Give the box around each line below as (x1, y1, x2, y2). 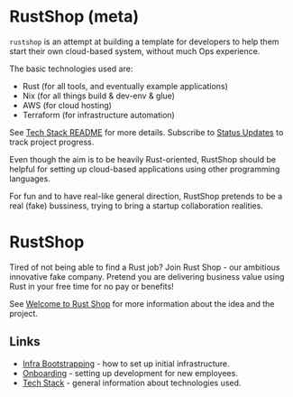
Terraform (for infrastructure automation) (22, 109, 176, 120)
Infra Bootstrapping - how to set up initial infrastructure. (22, 358, 230, 369)
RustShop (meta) (9, 6, 140, 27)
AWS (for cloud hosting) (22, 99, 113, 110)
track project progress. (9, 136, 95, 147)
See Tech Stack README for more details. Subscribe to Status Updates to (9, 126, 284, 137)
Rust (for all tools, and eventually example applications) (22, 80, 228, 91)
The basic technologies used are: (9, 63, 133, 74)
